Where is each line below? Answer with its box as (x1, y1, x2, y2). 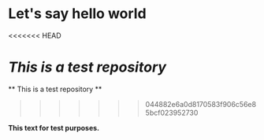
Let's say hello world (8, 5, 147, 23)
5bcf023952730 (145, 108, 199, 117)
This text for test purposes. (8, 123, 100, 132)
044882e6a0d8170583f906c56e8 (145, 99, 257, 109)
